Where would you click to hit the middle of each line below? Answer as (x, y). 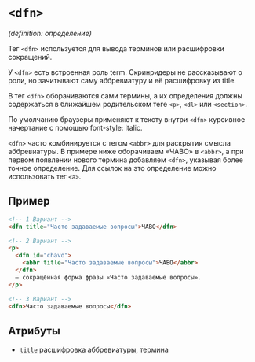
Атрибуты (34, 331)
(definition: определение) (50, 33)
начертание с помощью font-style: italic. (75, 127)
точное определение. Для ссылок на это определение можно (112, 168)
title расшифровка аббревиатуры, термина (94, 350)
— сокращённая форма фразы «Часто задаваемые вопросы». (108, 277)
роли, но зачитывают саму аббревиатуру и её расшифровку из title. (122, 80)
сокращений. (30, 57)
